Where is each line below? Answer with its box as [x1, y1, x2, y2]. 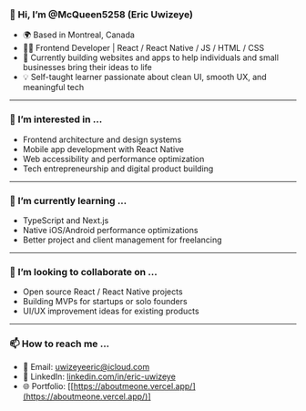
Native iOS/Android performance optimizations [22, 224, 199, 235]
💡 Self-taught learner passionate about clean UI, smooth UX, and [22, 72, 267, 83]
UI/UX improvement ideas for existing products [22, 305, 199, 317]
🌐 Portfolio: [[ [22, 381, 75, 392]
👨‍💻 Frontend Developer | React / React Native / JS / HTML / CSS [22, 43, 265, 54]
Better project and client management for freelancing [22, 234, 222, 245]
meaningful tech [22, 82, 85, 93]
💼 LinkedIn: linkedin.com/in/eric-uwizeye [22, 371, 176, 382]
